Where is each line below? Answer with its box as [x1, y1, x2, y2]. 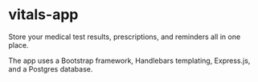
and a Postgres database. [8, 64, 93, 73]
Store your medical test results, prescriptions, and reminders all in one [8, 32, 241, 41]
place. [8, 40, 30, 49]
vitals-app [8, 6, 79, 24]
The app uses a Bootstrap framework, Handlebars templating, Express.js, [8, 56, 251, 65]
